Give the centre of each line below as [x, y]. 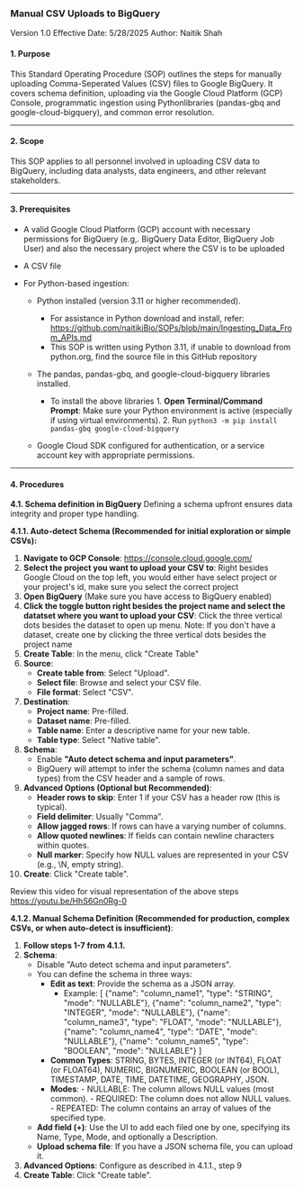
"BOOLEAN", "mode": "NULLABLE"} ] [133, 1051]
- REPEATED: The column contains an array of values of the [160, 1108]
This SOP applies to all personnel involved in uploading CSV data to [135, 161]
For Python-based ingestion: [76, 283]
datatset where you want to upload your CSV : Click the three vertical [152, 616]
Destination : [47, 702]
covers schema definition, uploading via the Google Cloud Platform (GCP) [147, 93]
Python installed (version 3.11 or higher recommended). [138, 301]
